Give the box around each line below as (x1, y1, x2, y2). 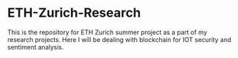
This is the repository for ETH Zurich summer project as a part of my (7, 28, 207, 36)
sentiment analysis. (7, 43, 64, 51)
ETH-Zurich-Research (7, 5, 141, 21)
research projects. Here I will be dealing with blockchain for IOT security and (7, 35, 232, 43)
